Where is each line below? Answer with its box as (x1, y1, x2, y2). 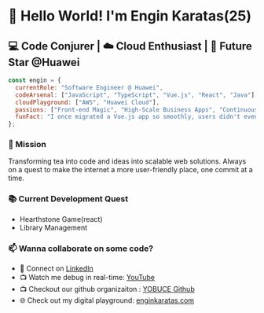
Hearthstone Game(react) (19, 214, 104, 223)
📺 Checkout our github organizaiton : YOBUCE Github (19, 285, 195, 294)
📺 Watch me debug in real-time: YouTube (19, 273, 156, 282)
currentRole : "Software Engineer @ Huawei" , (15, 83, 163, 91)
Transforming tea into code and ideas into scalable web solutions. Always (8, 156, 247, 166)
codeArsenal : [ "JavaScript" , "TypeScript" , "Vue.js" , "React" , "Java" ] (15, 90, 255, 99)
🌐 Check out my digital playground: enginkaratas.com (19, 296, 195, 305)
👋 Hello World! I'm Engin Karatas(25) (8, 7, 252, 25)
